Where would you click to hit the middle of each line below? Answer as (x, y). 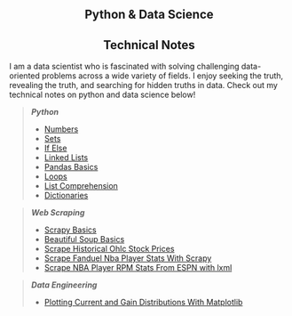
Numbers (61, 129)
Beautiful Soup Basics (84, 239)
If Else (55, 148)
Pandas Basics (71, 167)
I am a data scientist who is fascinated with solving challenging (124, 67)
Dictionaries (66, 196)
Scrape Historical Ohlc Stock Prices (109, 249)
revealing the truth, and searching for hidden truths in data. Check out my (143, 85)
